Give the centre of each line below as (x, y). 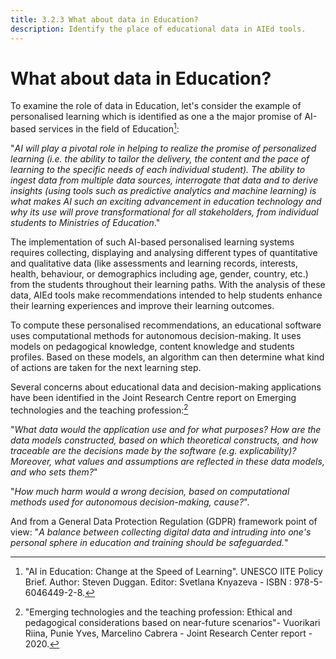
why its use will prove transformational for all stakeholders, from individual (164, 212)
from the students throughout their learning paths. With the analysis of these (168, 285)
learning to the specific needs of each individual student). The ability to (158, 170)
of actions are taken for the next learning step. (106, 368)
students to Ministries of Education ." (85, 223)
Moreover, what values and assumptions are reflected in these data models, (167, 461)
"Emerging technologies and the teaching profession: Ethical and (158, 612)
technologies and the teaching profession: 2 (99, 409)
